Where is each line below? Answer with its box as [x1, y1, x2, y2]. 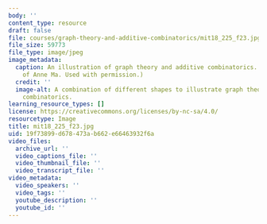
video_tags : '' [15, 188, 66, 197]
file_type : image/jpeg [8, 48, 83, 56]
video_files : [8, 137, 52, 145]
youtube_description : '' [15, 196, 98, 204]
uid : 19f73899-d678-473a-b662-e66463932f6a [8, 129, 155, 137]
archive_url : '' [15, 145, 69, 153]
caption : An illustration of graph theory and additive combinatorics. [15, 64, 258, 71]
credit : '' [15, 78, 52, 86]
